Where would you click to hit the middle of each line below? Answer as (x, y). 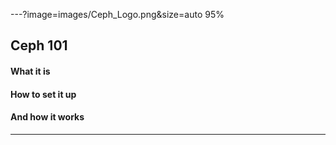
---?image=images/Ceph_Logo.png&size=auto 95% (117, 14)
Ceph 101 (39, 45)
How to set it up (43, 94)
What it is (30, 71)
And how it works (47, 117)
